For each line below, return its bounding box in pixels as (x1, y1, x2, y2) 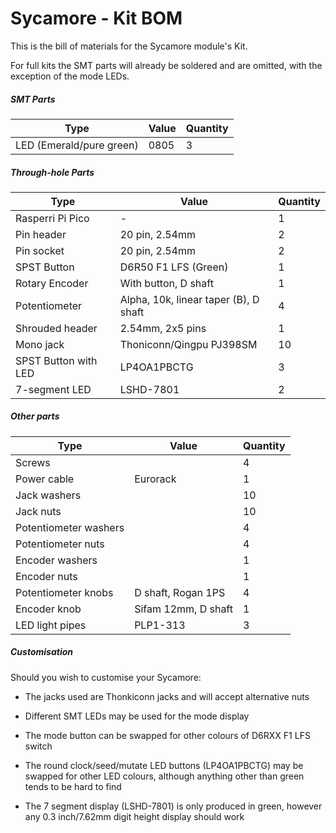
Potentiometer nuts (15, 537, 105, 551)
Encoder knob (15, 602, 82, 616)
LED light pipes (15, 618, 87, 632)
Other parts (10, 410, 60, 422)
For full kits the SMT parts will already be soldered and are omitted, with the (10, 59, 323, 71)
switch (24, 740, 53, 752)
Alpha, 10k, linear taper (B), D (119, 292, 260, 306)
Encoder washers (15, 553, 98, 567)
